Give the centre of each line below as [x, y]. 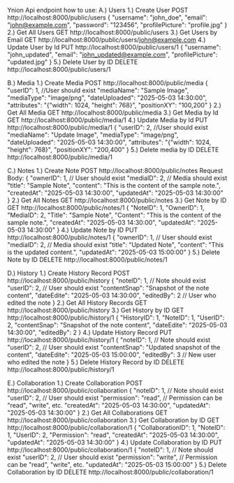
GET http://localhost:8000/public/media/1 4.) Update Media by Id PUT [108, 120]
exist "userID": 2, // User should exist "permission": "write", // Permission [112, 457]
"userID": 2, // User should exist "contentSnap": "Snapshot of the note [108, 288]
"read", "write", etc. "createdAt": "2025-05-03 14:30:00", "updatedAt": [109, 405]
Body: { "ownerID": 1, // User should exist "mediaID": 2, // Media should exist [117, 178]
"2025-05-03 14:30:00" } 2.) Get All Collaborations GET [87, 413]
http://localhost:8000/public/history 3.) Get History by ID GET [96, 310]
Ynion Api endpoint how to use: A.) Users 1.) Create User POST [98, 10]
